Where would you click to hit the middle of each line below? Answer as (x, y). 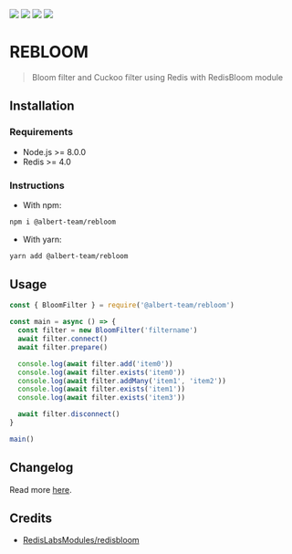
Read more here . (41, 489)
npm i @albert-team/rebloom (63, 222)
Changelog (42, 468)
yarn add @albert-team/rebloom (69, 256)
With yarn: (42, 239)
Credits (31, 519)
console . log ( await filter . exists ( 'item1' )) (101, 389)
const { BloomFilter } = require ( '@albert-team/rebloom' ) (122, 306)
